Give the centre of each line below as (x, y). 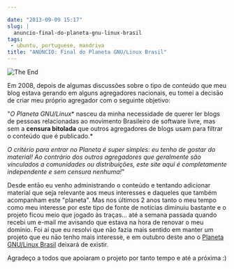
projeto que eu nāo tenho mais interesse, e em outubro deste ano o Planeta (116, 237)
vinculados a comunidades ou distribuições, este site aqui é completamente (117, 164)
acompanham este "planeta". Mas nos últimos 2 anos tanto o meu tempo (112, 200)
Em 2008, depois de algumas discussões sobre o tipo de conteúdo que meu (117, 85)
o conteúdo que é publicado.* (50, 136)
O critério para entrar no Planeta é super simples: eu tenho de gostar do (111, 149)
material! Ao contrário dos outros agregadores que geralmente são (104, 157)
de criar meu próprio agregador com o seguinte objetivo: (89, 100)
